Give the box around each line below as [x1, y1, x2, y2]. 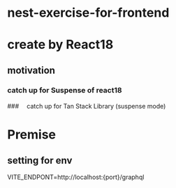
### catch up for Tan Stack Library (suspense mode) [7, 102, 166, 111]
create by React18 [7, 37, 114, 53]
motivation [7, 64, 56, 76]
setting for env [7, 155, 73, 166]
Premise [7, 127, 57, 143]
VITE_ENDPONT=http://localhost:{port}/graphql [7, 173, 145, 182]
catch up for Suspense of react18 [7, 85, 122, 95]
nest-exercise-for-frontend [7, 5, 170, 21]
